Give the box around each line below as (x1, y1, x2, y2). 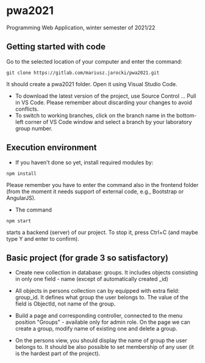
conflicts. (15, 105, 39, 112)
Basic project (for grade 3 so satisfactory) (6, 252, 169, 263)
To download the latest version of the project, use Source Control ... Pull (15, 92, 196, 100)
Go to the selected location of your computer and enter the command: (6, 57, 182, 65)
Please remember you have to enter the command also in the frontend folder (6, 181, 199, 188)
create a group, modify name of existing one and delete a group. (15, 325, 178, 332)
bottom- (176, 111, 197, 119)
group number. (15, 125, 53, 132)
